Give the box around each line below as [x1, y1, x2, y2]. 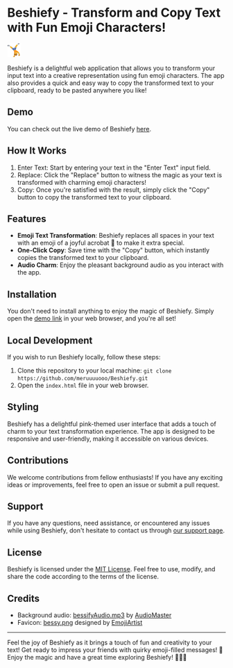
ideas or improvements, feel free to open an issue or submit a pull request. [7, 480, 220, 489]
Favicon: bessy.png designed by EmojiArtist [17, 619, 143, 627]
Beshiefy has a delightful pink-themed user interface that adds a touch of [7, 419, 216, 428]
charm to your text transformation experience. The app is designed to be [7, 427, 215, 435]
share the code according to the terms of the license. [7, 572, 159, 581]
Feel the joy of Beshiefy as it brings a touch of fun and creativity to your [7, 638, 212, 647]
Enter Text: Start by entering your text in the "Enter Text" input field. [17, 163, 212, 172]
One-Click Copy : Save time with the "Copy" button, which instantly [17, 246, 210, 254]
